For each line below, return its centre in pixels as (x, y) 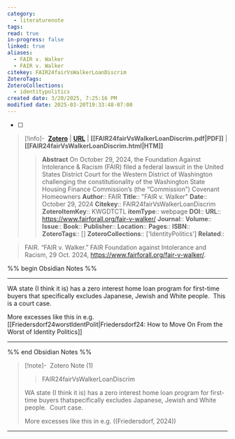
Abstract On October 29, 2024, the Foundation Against (121, 159)
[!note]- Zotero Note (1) (59, 365)
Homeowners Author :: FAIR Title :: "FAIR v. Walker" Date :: (124, 196)
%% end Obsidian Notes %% (50, 351)
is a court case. (29, 303)
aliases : (20, 53)
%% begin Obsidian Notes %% (52, 268)
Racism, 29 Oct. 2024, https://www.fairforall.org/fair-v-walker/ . (115, 255)
